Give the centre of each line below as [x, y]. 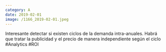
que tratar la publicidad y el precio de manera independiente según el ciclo [83, 39]
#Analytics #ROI [22, 44]
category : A [18, 10]
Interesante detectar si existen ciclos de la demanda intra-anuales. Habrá [81, 34]
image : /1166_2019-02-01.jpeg [37, 19]
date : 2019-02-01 [23, 15]
